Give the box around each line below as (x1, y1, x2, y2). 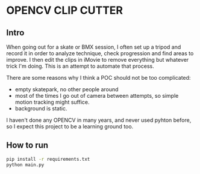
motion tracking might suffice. (14, 98, 90, 106)
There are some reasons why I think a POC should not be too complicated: (6, 74, 191, 81)
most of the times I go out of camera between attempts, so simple (14, 92, 179, 99)
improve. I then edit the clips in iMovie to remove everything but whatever (6, 56, 189, 63)
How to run (6, 140, 49, 151)
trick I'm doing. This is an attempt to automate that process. (6, 62, 155, 70)
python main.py (6, 161, 45, 168)
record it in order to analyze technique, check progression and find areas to (6, 50, 194, 57)
